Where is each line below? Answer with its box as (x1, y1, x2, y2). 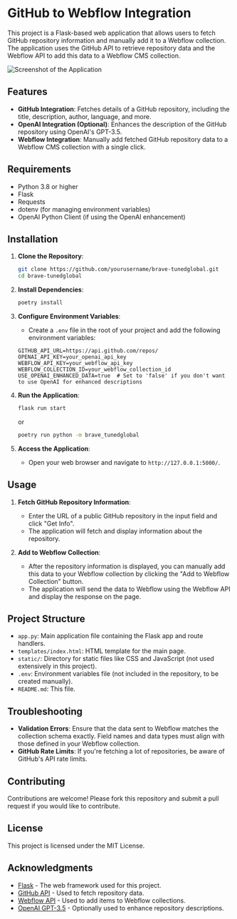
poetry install (17, 299, 63, 307)
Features (7, 86, 48, 98)
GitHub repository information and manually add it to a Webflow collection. (7, 36, 226, 44)
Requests (17, 197, 46, 206)
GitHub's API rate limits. (17, 754, 88, 764)
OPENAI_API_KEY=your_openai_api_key (17, 354, 127, 361)
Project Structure (7, 612, 85, 625)
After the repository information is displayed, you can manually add (28, 562, 226, 570)
